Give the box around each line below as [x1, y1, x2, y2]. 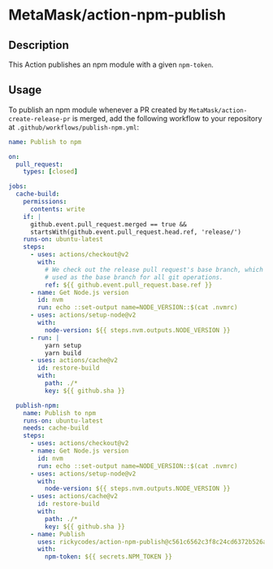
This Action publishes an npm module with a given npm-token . [8, 59, 214, 69]
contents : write [29, 205, 85, 213]
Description [8, 38, 69, 52]
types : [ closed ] [23, 168, 79, 176]
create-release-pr [8, 115, 71, 123]
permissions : [23, 198, 67, 206]
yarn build [44, 348, 82, 357]
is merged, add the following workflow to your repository [71, 113, 262, 123]
